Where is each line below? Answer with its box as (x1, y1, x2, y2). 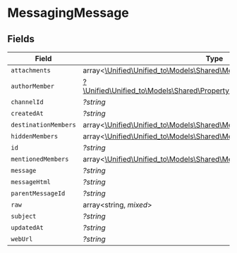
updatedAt (11, 223, 44, 231)
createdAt (11, 110, 44, 117)
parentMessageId (11, 190, 66, 197)
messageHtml (11, 178, 51, 186)
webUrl (11, 235, 33, 243)
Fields (7, 33, 35, 45)
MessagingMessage (7, 5, 129, 21)
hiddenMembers (11, 132, 59, 140)
